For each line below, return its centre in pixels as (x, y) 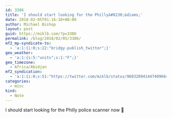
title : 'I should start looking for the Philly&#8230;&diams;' (74, 15)
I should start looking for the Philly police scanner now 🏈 (65, 110)
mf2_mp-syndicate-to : (28, 43)
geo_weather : (19, 53)
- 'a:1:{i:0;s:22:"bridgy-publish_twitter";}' (60, 48)
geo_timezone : (20, 62)
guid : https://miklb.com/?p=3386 (41, 34)
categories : (18, 81)
